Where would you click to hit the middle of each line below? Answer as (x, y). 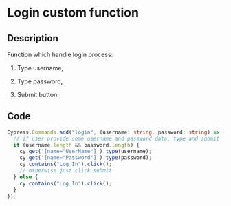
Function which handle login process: (60, 54)
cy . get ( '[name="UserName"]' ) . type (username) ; (86, 152)
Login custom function (73, 13)
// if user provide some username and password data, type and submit (117, 138)
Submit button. (38, 95)
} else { (26, 177)
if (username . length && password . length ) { (76, 145)
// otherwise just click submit (66, 171)
